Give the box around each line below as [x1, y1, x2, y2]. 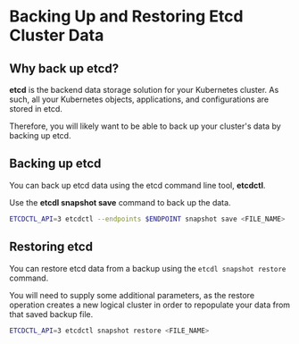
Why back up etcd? [9, 61, 119, 76]
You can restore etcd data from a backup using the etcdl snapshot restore [9, 263, 287, 273]
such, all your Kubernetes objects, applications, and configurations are [9, 94, 270, 105]
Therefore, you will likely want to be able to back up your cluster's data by [9, 121, 281, 131]
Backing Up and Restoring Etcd [9, 6, 244, 27]
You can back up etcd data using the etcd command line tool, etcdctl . [9, 180, 266, 190]
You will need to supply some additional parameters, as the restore [9, 289, 255, 300]
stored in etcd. [9, 104, 62, 113]
